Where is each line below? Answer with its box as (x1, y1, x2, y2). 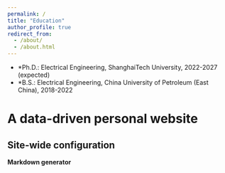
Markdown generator (7, 158, 72, 166)
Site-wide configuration (7, 139, 116, 151)
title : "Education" (7, 17, 65, 24)
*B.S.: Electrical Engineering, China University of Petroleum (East (17, 78, 209, 86)
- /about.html (13, 43, 55, 51)
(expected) (17, 70, 50, 79)
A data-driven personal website (7, 111, 199, 127)
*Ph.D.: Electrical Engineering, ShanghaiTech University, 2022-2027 (17, 63, 218, 71)
